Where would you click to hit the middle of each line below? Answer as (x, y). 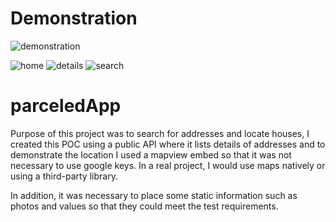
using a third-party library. (64, 176)
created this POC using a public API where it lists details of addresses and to (168, 144)
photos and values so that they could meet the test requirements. (144, 206)
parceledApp (66, 106)
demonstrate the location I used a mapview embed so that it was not (151, 154)
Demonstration (74, 18)
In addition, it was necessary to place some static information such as (154, 195)
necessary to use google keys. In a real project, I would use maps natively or (168, 165)
